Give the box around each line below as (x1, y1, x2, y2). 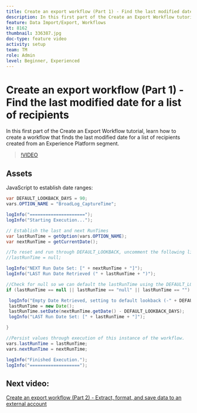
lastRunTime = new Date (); (8, 303, 75, 309)
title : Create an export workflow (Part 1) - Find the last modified (6, 8, 180, 15)
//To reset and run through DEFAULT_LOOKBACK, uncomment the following (6, 249, 185, 255)
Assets (6, 168, 32, 178)
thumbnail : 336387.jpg (6, 31, 62, 36)
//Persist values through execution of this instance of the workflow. (6, 335, 185, 341)
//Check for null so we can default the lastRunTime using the (6, 281, 164, 287)
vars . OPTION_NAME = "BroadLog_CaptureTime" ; (6, 201, 117, 207)
